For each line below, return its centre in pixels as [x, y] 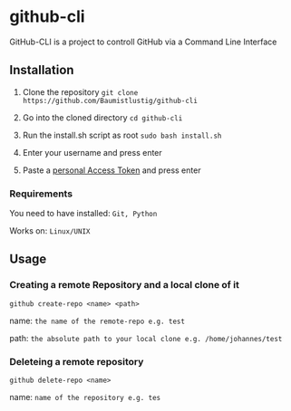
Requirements [41, 194]
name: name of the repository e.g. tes [85, 397]
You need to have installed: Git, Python [83, 214]
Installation [42, 70]
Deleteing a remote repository [77, 361]
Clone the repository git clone [80, 91]
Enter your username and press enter [92, 152]
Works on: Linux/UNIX [50, 231]
